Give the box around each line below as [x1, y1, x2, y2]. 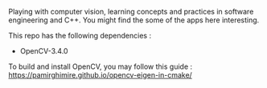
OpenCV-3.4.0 [19, 46, 68, 55]
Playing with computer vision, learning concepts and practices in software [8, 7, 254, 16]
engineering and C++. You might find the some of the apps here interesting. [8, 15, 260, 25]
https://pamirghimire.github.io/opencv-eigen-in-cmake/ [8, 70, 193, 79]
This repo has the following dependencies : [8, 31, 151, 40]
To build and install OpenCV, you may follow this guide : [8, 62, 193, 71]
